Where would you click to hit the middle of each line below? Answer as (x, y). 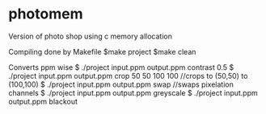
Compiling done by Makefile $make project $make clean (102, 51)
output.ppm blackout (43, 101)
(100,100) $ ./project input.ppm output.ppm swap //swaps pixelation (121, 84)
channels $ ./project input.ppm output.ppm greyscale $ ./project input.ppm (133, 92)
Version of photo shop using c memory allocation (90, 36)
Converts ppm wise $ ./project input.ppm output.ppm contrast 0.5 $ (121, 67)
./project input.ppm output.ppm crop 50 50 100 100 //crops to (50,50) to (128, 75)
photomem (46, 14)
